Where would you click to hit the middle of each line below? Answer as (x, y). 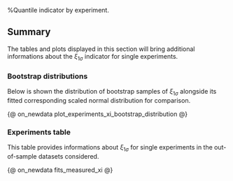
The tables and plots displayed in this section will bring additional (101, 49)
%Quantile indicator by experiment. (58, 10)
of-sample (22, 156)
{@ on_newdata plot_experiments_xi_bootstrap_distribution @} (97, 114)
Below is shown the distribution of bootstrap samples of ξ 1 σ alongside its (112, 92)
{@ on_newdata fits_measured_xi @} (60, 170)
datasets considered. (69, 156)
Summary (29, 32)
